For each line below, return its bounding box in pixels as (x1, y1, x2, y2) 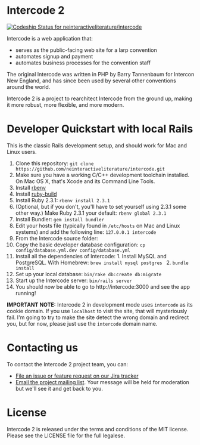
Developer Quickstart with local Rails (7, 122, 193, 136)
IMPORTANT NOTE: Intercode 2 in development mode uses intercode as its (7, 301, 193, 308)
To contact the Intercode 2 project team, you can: (7, 360, 129, 367)
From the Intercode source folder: (15, 234, 98, 242)
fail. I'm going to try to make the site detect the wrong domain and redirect (7, 314, 189, 321)
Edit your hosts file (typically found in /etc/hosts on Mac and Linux (15, 222, 180, 229)
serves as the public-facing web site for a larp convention (15, 46, 157, 54)
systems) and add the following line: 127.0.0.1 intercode (15, 228, 157, 236)
